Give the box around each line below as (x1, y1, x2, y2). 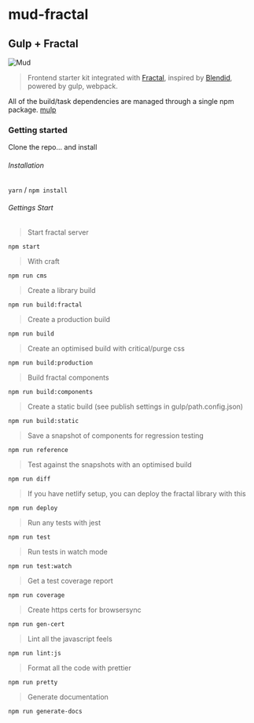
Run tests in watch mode (27, 547, 109, 556)
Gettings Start (8, 203, 53, 213)
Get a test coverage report (27, 576, 114, 585)
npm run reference (8, 446, 68, 454)
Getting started (8, 124, 68, 135)
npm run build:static (8, 417, 79, 425)
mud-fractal (8, 6, 89, 24)
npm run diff (8, 475, 51, 483)
